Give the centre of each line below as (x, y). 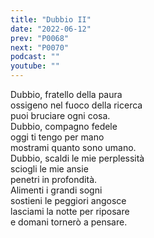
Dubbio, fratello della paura (66, 94)
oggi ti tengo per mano (57, 137)
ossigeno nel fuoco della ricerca (76, 105)
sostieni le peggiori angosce (68, 200)
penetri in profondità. (54, 179)
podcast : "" (35, 57)
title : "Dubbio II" (51, 19)
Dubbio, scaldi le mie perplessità (77, 158)
